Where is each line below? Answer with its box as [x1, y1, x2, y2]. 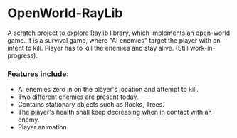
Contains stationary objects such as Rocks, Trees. [17, 100, 165, 109]
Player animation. [17, 123, 69, 132]
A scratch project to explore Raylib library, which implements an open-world [7, 28, 231, 37]
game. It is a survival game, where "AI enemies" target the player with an [7, 36, 221, 44]
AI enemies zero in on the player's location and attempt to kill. [17, 85, 199, 94]
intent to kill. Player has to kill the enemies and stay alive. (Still [7, 43, 189, 52]
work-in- [189, 43, 216, 52]
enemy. [17, 115, 40, 124]
